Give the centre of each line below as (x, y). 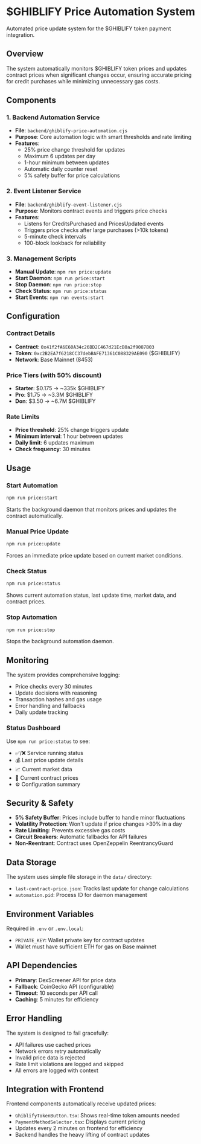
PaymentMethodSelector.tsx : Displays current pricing (80, 1122)
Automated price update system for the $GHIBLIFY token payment (89, 28)
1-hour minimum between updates (67, 162)
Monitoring (28, 660)
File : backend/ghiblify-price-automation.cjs (71, 130)
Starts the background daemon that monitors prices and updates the (91, 509)
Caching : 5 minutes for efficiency (57, 999)
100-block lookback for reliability (65, 243)
